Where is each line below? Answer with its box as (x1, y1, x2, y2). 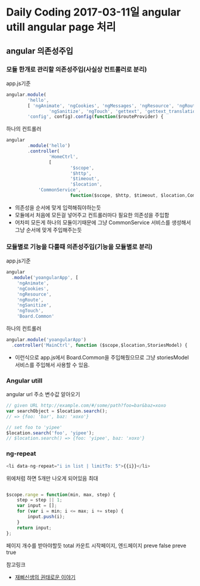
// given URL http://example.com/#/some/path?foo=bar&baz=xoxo (6, 403, 167, 409)
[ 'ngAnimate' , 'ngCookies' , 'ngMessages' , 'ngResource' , (27, 102, 174, 109)
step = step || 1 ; (17, 497, 62, 503)
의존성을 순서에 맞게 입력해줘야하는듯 (14, 203, 101, 211)
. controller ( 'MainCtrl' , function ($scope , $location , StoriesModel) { (11, 342, 187, 348)
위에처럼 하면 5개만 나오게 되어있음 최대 (6, 474, 98, 482)
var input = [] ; (17, 503, 58, 509)
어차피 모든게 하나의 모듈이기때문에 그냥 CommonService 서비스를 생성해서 (14, 218, 192, 226)
